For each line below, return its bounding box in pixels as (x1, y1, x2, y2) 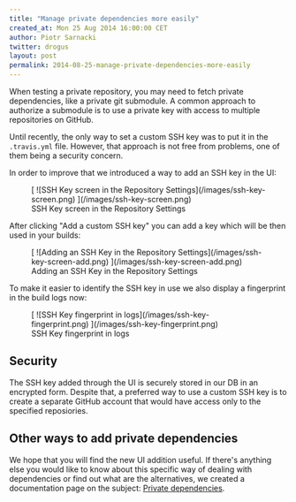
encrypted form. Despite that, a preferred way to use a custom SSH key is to (9, 386, 287, 397)
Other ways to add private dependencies (9, 431, 239, 446)
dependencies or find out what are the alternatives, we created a (9, 473, 246, 483)
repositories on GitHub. (9, 115, 95, 125)
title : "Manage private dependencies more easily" (9, 14, 200, 23)
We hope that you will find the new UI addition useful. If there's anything (9, 454, 272, 465)
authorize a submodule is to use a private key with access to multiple (9, 105, 261, 115)
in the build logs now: (9, 293, 87, 302)
